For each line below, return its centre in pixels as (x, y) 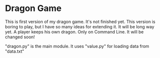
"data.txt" (15, 51)
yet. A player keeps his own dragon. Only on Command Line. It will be (74, 32)
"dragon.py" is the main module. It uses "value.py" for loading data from (77, 46)
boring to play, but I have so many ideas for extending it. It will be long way (80, 26)
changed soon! (20, 37)
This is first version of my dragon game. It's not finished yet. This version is (80, 22)
